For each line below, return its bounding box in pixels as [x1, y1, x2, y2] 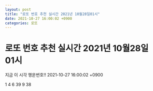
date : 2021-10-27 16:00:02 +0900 [5, 16, 72, 21]
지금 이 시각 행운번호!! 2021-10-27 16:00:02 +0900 [5, 72, 103, 78]
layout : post [5, 7, 31, 12]
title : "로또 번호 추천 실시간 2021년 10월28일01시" [5, 12, 100, 16]
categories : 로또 [5, 20, 38, 26]
